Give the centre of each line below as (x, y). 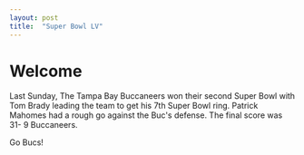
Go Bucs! (26, 142)
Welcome (46, 71)
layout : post (34, 18)
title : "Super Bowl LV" (56, 26)
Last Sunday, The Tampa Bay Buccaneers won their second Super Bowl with (152, 96)
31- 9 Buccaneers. (44, 125)
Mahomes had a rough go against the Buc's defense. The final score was (146, 115)
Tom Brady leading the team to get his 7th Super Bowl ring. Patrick (134, 106)
